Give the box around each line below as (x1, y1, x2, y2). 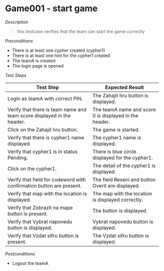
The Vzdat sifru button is (92, 232, 149, 239)
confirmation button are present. (7, 182, 82, 189)
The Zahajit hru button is (92, 92, 149, 99)
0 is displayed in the (92, 112, 139, 119)
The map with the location (92, 190, 152, 197)
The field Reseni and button (92, 176, 156, 183)
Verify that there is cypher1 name (7, 134, 84, 141)
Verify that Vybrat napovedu (7, 218, 72, 225)
